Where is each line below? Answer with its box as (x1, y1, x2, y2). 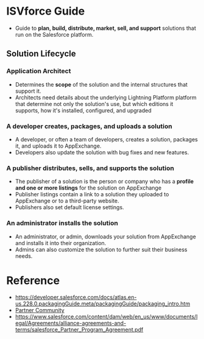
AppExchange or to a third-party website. (15, 197, 119, 205)
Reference (6, 273, 60, 287)
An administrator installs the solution (6, 219, 119, 227)
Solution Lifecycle (6, 49, 76, 59)
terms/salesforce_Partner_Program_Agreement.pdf (15, 326, 144, 334)
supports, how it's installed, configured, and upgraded (15, 107, 152, 114)
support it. (15, 87, 41, 95)
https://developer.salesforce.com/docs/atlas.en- (15, 294, 137, 301)
